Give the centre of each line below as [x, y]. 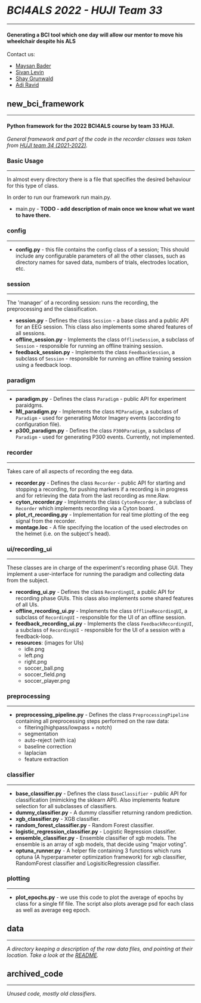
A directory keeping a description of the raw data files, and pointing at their [100, 949]
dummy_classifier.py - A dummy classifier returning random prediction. [104, 812]
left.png [34, 655]
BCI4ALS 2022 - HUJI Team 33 [85, 10]
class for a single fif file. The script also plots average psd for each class [105, 903]
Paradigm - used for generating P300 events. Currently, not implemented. [105, 437]
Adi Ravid [27, 85]
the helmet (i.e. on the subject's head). [63, 533]
